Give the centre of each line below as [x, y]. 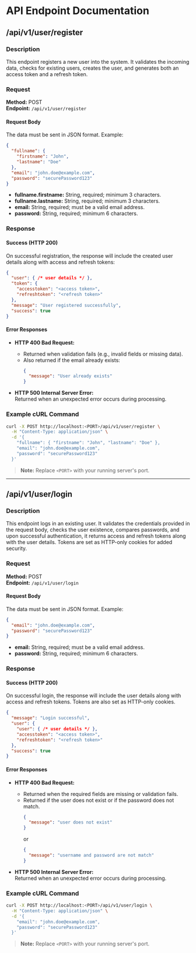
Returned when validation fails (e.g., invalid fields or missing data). [103, 354]
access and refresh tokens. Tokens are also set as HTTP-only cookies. [91, 702]
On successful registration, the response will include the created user [90, 255]
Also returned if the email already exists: [72, 360]
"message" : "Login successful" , [51, 718]
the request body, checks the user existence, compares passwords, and [93, 530]
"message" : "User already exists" [70, 376]
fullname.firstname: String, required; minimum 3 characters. [88, 195]
